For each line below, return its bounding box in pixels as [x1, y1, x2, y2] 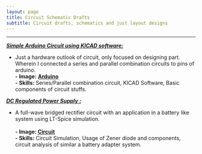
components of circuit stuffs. [14, 85, 87, 93]
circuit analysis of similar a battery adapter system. [14, 141, 142, 148]
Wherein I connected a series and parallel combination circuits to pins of [14, 60, 195, 67]
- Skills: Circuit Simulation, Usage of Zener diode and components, [14, 135, 182, 142]
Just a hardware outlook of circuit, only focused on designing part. [14, 54, 180, 61]
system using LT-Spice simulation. [14, 115, 100, 123]
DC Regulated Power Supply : [6, 97, 81, 105]
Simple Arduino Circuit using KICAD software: [6, 42, 124, 49]
